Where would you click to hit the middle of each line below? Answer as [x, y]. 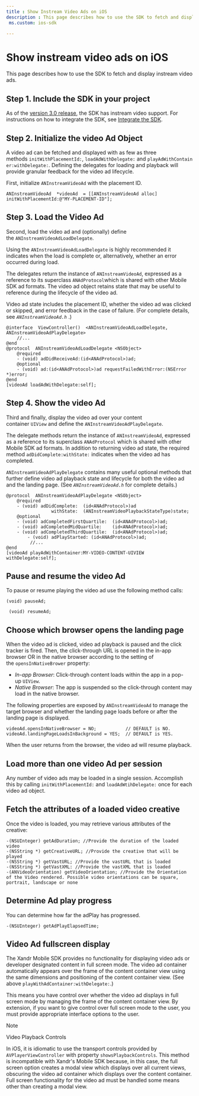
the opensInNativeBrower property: [48, 663]
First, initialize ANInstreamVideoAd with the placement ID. [74, 183]
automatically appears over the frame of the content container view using [96, 971]
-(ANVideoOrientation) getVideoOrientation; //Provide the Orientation [96, 872]
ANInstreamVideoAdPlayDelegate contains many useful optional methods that [99, 472]
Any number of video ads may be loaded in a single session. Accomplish [95, 778]
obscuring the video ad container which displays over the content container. [99, 1074]
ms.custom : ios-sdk [33, 23]
